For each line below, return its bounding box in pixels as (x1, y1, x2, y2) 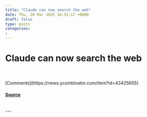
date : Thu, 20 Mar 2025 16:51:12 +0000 (5, 12, 89, 17)
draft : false (5, 17, 33, 22)
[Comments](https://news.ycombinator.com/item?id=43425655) (5, 80, 139, 86)
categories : (5, 26, 30, 31)
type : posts (5, 21, 30, 27)
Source (5, 91, 21, 97)
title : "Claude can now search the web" (5, 7, 92, 13)
